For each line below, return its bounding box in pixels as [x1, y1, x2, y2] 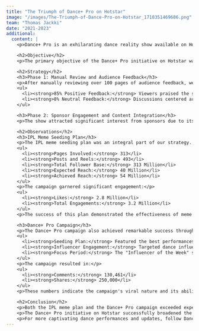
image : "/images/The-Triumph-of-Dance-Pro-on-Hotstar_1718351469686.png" [6, 14, 192, 20]
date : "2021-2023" [6, 25, 52, 31]
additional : [6, 31, 36, 37]
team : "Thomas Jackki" [6, 20, 62, 26]
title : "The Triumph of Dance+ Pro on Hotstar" [6, 8, 126, 15]
